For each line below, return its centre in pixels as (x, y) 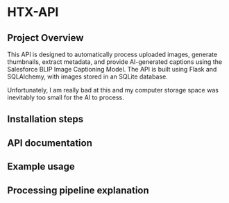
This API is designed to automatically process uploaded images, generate (112, 54)
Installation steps (45, 119)
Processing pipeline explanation (78, 190)
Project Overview (45, 38)
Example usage (41, 167)
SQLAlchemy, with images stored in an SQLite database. (87, 76)
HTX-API (33, 12)
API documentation (50, 143)
